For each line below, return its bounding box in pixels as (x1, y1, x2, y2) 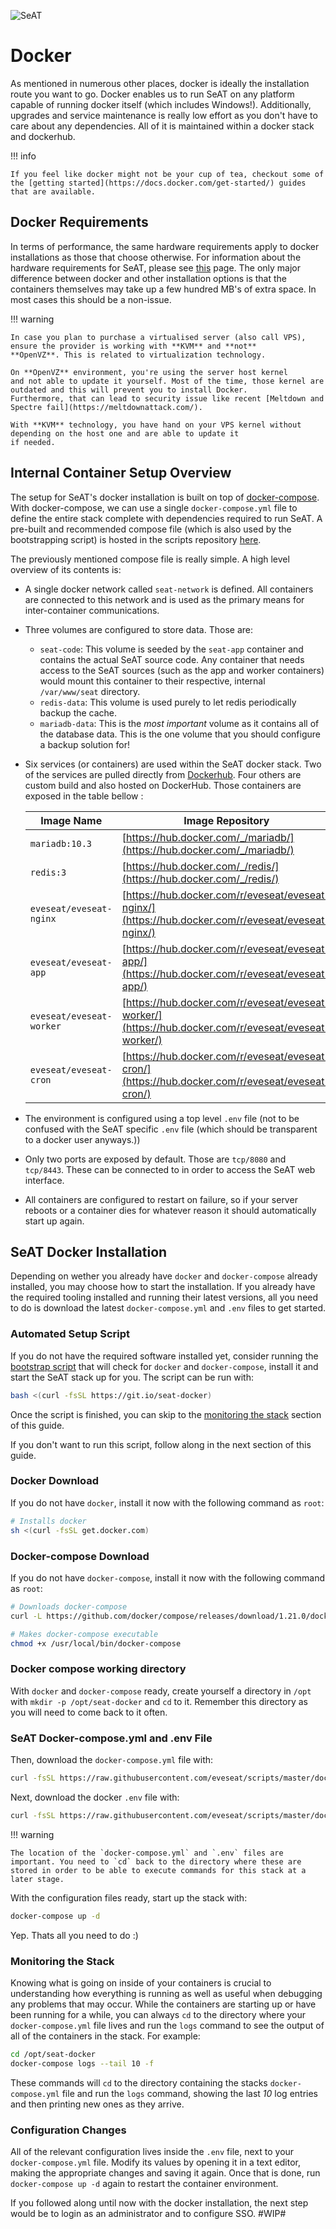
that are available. (10, 186, 97, 197)
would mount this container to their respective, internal (39, 675, 266, 687)
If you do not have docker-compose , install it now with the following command (10, 1571, 325, 1584)
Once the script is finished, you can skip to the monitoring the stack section (10, 1408, 322, 1420)
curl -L (10, 1611, 43, 1621)
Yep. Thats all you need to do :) (10, 1929, 139, 1941)
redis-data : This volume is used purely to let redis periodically (39, 696, 297, 708)
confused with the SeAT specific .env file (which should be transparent (24, 1123, 318, 1135)
